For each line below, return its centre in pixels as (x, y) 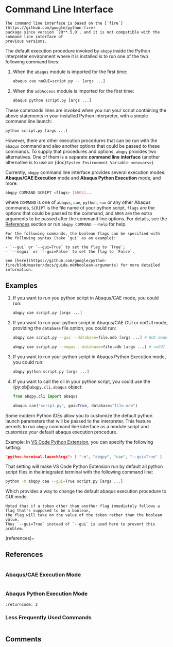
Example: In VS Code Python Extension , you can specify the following (79, 442)
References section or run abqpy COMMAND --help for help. (66, 224)
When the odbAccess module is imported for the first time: (74, 91)
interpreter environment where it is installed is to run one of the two (77, 56)
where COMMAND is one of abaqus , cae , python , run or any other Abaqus (78, 202)
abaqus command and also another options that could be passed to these (83, 146)
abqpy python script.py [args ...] (51, 372)
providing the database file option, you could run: (65, 328)
